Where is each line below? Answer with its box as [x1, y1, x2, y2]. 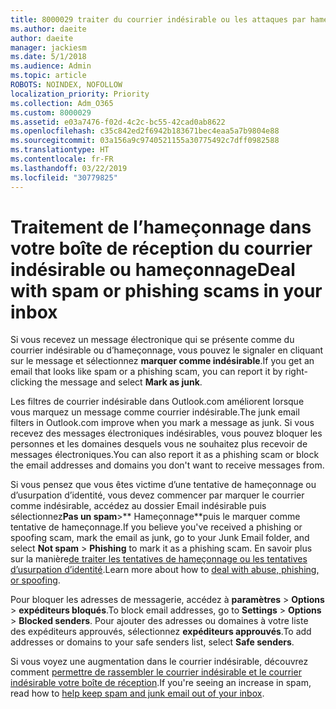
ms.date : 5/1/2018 [10, 52, 87, 62]
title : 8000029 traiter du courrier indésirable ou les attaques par [10, 14, 307, 25]
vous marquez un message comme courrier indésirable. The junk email [10, 406, 300, 418]
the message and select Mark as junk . [44, 376, 203, 388]
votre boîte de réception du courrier [10, 237, 313, 260]
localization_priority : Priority [10, 89, 150, 99]
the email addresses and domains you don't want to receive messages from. [10, 459, 325, 471]
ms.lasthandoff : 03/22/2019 [10, 163, 128, 173]
